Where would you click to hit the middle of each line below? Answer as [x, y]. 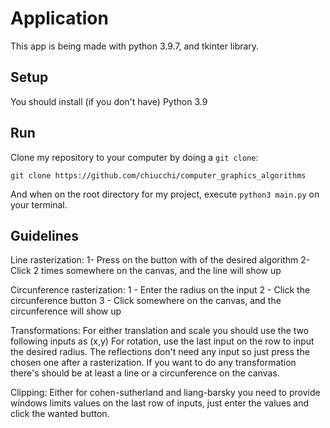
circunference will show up [66, 311]
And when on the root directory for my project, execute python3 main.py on [165, 194]
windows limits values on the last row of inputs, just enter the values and [160, 403]
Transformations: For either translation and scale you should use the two [160, 331]
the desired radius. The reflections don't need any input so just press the [160, 352]
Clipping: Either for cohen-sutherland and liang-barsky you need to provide [165, 393]
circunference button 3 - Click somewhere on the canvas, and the [146, 301]
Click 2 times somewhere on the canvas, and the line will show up [146, 271]
